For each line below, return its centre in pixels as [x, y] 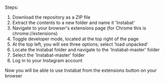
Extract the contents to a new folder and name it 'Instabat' [74, 23]
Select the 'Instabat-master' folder [48, 55]
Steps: [12, 7]
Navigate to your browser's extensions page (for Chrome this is [79, 28]
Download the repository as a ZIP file [51, 17]
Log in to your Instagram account [47, 60]
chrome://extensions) [35, 33]
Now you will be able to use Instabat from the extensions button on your [81, 70]
